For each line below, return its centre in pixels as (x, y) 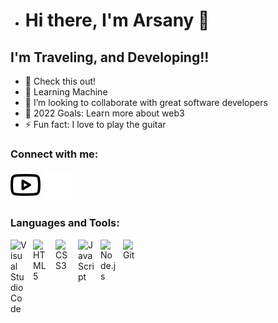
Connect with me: (54, 154)
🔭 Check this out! (60, 81)
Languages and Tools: (65, 223)
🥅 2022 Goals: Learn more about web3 (104, 113)
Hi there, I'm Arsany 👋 (117, 20)
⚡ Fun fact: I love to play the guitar (95, 124)
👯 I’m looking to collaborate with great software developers (146, 102)
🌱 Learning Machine (66, 92)
